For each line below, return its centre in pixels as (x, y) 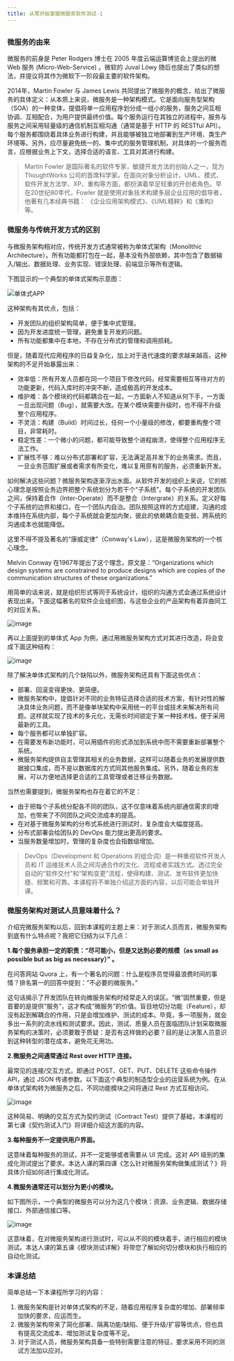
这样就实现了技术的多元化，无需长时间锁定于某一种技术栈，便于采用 (127, 715)
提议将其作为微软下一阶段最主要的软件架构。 (89, 76)
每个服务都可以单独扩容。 (54, 733)
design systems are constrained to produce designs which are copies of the (116, 570)
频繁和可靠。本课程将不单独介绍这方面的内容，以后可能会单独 (125, 882)
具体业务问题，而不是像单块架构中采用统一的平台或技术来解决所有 (118, 707)
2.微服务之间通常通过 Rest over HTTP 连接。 (71, 1055)
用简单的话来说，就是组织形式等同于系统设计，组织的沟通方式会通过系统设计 (117, 592)
